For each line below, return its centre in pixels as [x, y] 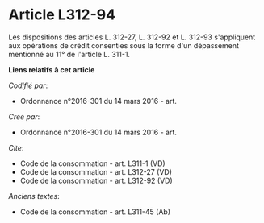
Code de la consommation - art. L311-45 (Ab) [95, 212]
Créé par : [24, 116]
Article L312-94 [62, 15]
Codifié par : [28, 85]
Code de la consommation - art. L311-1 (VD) [92, 163]
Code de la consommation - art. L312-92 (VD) [96, 180]
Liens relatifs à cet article [52, 69]
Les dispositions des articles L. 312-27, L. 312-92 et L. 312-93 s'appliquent [132, 37]
